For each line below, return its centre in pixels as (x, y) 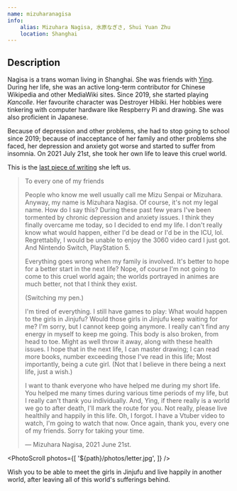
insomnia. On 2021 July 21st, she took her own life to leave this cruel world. (117, 154)
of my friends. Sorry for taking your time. (84, 431)
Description (34, 62)
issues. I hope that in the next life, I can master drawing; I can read (122, 349)
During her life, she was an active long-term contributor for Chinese (106, 87)
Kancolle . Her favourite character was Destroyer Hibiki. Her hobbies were (115, 102)
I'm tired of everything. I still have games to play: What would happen (126, 311)
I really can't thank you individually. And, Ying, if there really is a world (127, 401)
